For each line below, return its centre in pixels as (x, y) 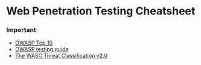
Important (21, 30)
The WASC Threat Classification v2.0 (61, 56)
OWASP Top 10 (34, 43)
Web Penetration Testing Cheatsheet (101, 11)
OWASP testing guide (42, 49)
